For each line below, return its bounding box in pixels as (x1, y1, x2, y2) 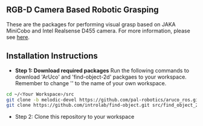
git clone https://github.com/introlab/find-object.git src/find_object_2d (6, 102, 201, 109)
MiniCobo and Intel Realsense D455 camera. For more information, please (6, 27, 190, 34)
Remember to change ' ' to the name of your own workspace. (14, 79, 167, 86)
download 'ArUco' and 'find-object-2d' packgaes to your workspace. (14, 73, 187, 80)
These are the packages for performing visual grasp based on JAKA (6, 20, 176, 28)
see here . (6, 33, 30, 41)
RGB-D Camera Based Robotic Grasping (6, 5, 159, 15)
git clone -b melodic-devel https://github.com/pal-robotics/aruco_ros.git (6, 97, 201, 103)
